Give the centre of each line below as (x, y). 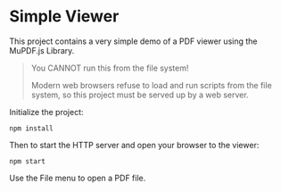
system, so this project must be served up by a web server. (140, 95)
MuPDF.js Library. (42, 50)
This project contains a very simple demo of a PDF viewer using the (133, 41)
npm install (31, 128)
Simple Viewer (64, 17)
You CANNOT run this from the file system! (110, 68)
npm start (28, 161)
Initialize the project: (46, 112)
